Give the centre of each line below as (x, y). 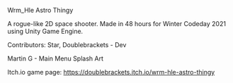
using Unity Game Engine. (45, 31)
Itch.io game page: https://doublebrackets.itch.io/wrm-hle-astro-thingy (111, 72)
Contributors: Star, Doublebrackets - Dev (67, 45)
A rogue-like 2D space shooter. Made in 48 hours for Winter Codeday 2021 (117, 24)
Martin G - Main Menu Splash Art (56, 58)
